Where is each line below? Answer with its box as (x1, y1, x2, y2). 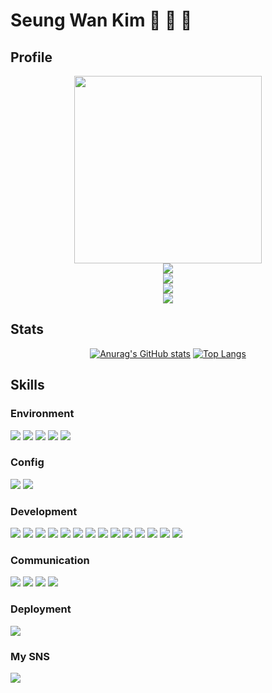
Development (10, 504, 78, 518)
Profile (10, 49, 53, 66)
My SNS (10, 649, 51, 663)
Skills (10, 377, 45, 394)
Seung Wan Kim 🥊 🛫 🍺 (10, 9, 193, 32)
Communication (10, 554, 90, 568)
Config (10, 455, 45, 469)
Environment (10, 407, 75, 421)
